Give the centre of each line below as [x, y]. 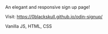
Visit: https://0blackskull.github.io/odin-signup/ [54, 17]
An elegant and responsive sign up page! [48, 7]
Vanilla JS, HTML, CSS [29, 26]
